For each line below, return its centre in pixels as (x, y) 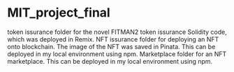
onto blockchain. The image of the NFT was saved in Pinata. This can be (111, 46)
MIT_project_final (59, 13)
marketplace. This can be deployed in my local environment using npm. (110, 61)
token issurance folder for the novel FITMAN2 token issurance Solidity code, (117, 32)
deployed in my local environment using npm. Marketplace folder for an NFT (117, 54)
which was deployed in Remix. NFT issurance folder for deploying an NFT (113, 39)
